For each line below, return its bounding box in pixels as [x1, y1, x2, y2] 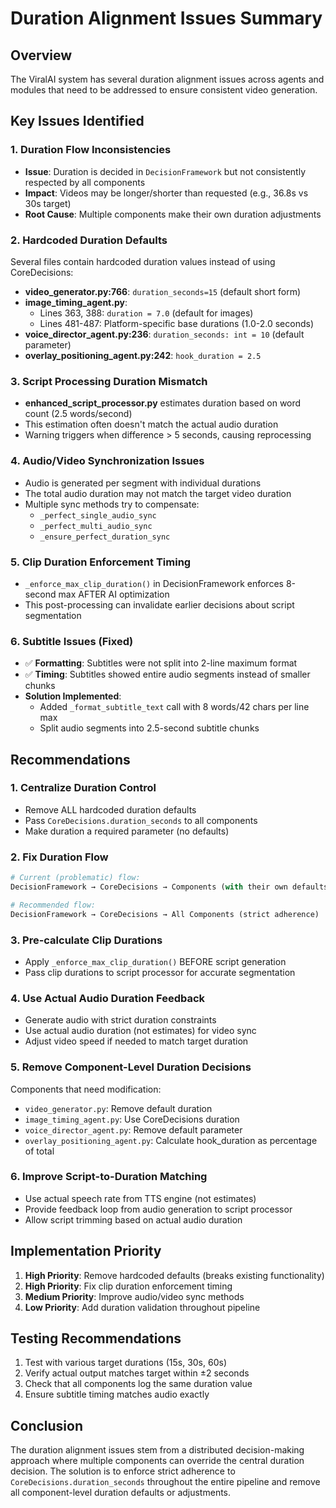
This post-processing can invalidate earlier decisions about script [24, 598, 295, 611]
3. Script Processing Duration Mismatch [10, 374, 208, 388]
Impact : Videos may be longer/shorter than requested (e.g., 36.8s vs [24, 187, 309, 199]
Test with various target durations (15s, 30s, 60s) [24, 1357, 227, 1369]
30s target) [24, 197, 72, 209]
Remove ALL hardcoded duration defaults [24, 803, 197, 816]
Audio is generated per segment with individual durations [24, 477, 262, 489]
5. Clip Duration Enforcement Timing [10, 555, 192, 569]
